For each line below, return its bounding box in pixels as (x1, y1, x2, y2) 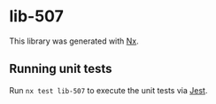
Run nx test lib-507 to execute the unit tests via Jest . (9, 84, 208, 95)
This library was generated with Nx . (9, 36, 139, 46)
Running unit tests (9, 61, 112, 76)
